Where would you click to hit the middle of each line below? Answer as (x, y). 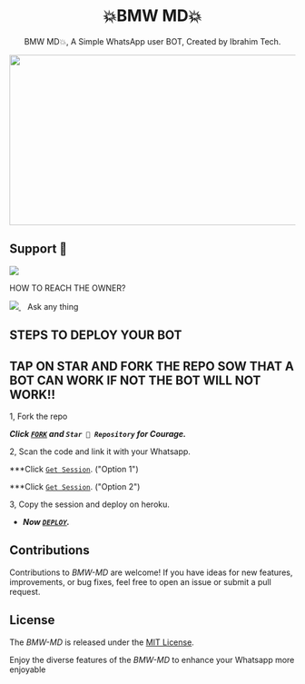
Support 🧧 (39, 249)
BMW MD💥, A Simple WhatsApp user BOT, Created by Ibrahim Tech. (152, 41)
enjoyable (28, 669)
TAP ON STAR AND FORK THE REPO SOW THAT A (152, 366)
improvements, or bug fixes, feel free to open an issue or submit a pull (141, 581)
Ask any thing (53, 306)
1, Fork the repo (39, 416)
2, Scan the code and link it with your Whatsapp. (100, 451)
